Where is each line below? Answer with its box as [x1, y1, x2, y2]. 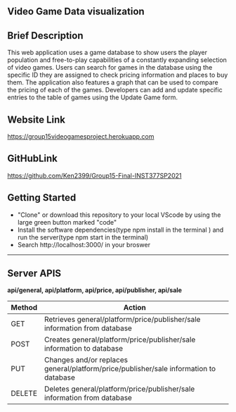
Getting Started [7, 192, 77, 204]
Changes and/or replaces [44, 355, 129, 365]
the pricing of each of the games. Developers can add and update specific [7, 86, 223, 94]
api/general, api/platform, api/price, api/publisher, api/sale [7, 286, 183, 294]
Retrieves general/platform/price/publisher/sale [44, 315, 201, 325]
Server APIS [7, 268, 62, 280]
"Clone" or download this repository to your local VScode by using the [17, 211, 221, 219]
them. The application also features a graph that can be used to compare [7, 78, 219, 87]
